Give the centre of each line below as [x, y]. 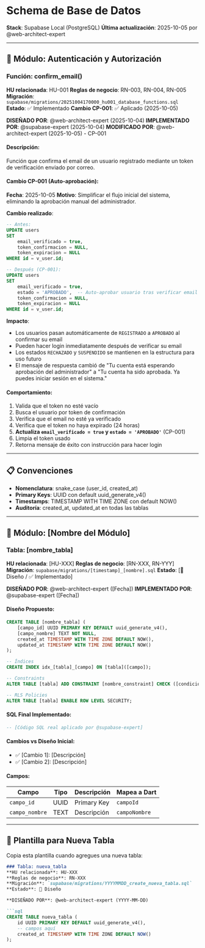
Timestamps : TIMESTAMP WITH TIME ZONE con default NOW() [96, 501]
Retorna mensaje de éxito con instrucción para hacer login [88, 445]
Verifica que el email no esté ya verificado [68, 419]
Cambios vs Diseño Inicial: [41, 741]
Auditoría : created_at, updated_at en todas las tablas [82, 508]
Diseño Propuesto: [31, 609]
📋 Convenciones [40, 470]
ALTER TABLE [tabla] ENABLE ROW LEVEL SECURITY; [69, 700]
